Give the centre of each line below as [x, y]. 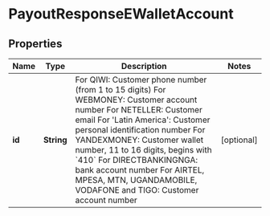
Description [144, 66]
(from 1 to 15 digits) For [121, 90]
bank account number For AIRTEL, [140, 170]
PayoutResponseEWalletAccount [121, 14]
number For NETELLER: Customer [139, 110]
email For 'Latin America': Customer [143, 120]
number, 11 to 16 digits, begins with [143, 150]
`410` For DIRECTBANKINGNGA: [137, 160]
